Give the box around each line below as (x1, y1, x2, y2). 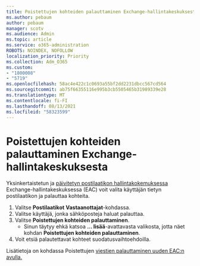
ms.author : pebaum (6, 14, 52, 20)
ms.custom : (6, 64, 33, 71)
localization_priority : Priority (6, 53, 89, 59)
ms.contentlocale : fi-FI (6, 97, 68, 103)
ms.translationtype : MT (6, 92, 65, 98)
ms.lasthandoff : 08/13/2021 (6, 103, 76, 109)
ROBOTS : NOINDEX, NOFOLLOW (6, 48, 73, 54)
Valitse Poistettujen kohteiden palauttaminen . (14, 216, 130, 224)
